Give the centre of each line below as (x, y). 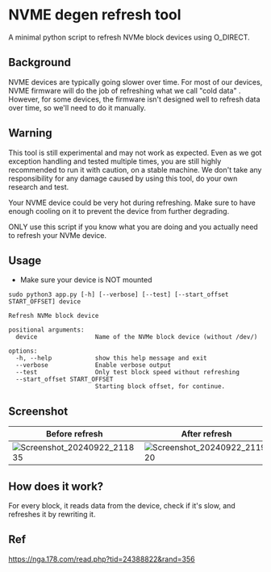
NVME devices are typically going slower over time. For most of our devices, (135, 81)
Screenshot (38, 411)
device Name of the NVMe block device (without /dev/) (137, 337)
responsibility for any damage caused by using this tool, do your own (123, 178)
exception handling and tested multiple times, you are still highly (115, 161)
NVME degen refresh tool (95, 15)
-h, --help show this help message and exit (111, 358)
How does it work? (56, 486)
